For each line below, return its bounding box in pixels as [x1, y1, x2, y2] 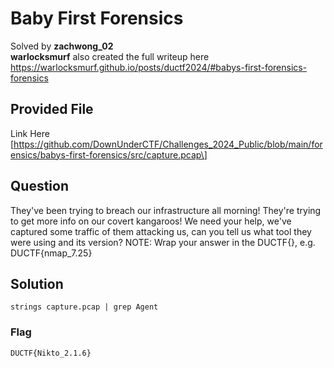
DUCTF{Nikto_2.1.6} [10, 348, 92, 358]
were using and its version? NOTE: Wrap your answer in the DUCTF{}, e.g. [10, 236, 316, 248]
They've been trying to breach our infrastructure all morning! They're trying [10, 204, 322, 216]
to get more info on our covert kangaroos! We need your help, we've [10, 215, 292, 227]
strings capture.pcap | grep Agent [10, 302, 159, 312]
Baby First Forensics [10, 7, 184, 30]
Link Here [10, 127, 50, 139]
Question [10, 178, 69, 195]
